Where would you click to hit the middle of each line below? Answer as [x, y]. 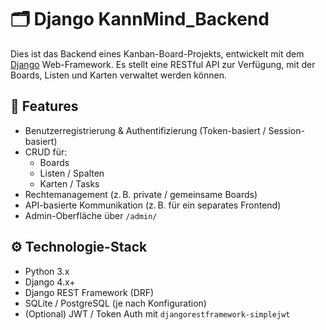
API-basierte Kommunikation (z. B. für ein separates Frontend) [153, 205]
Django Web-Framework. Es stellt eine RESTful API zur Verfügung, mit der [163, 64]
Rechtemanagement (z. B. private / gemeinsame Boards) [141, 194]
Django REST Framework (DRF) [89, 292]
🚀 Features [44, 106]
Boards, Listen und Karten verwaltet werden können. [118, 75]
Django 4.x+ [50, 282]
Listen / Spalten [72, 173]
